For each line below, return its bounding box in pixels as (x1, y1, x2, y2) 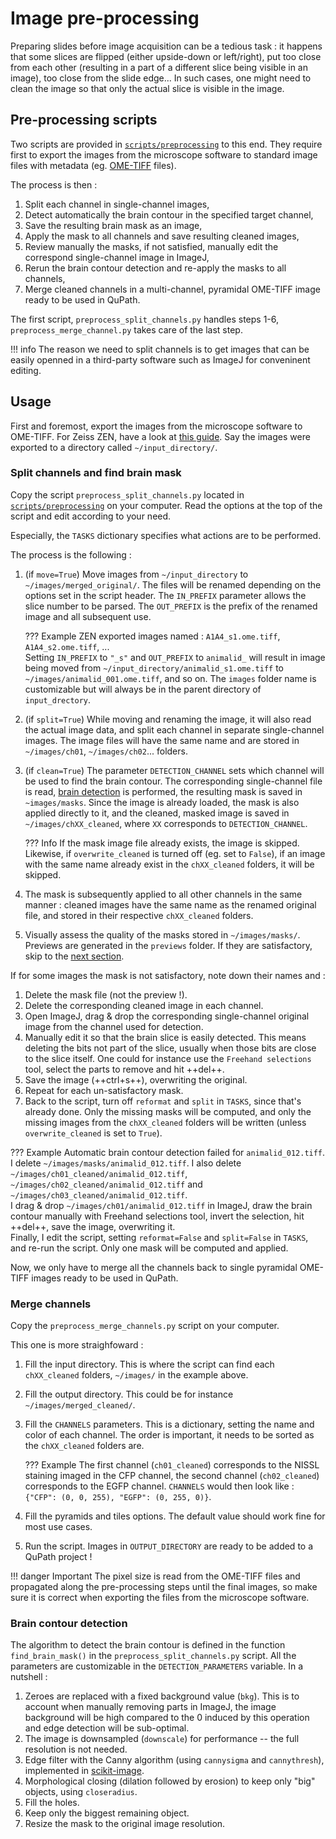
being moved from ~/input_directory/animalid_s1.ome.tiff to (24, 662, 285, 674)
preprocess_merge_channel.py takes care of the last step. (10, 323, 243, 336)
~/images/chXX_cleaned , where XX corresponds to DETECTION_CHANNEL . (24, 817, 308, 829)
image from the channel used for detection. (24, 1020, 204, 1032)
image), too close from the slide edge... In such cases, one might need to (10, 72, 312, 84)
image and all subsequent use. (24, 610, 152, 622)
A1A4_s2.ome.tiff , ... (24, 640, 110, 652)
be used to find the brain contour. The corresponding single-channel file (24, 775, 323, 787)
